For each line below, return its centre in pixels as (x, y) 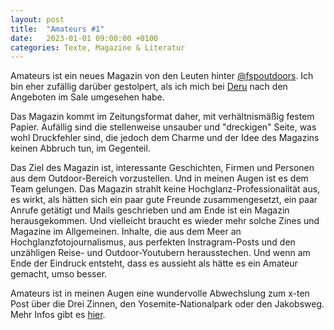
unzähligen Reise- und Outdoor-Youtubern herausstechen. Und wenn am (160, 253)
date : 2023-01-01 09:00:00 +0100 (84, 38)
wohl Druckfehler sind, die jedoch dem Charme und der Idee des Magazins (165, 138)
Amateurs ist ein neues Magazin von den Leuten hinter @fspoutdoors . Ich (162, 76)
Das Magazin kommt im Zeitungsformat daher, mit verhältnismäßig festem (162, 117)
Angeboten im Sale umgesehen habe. (87, 97)
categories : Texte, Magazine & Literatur (98, 47)
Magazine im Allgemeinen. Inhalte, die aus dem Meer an (126, 232)
